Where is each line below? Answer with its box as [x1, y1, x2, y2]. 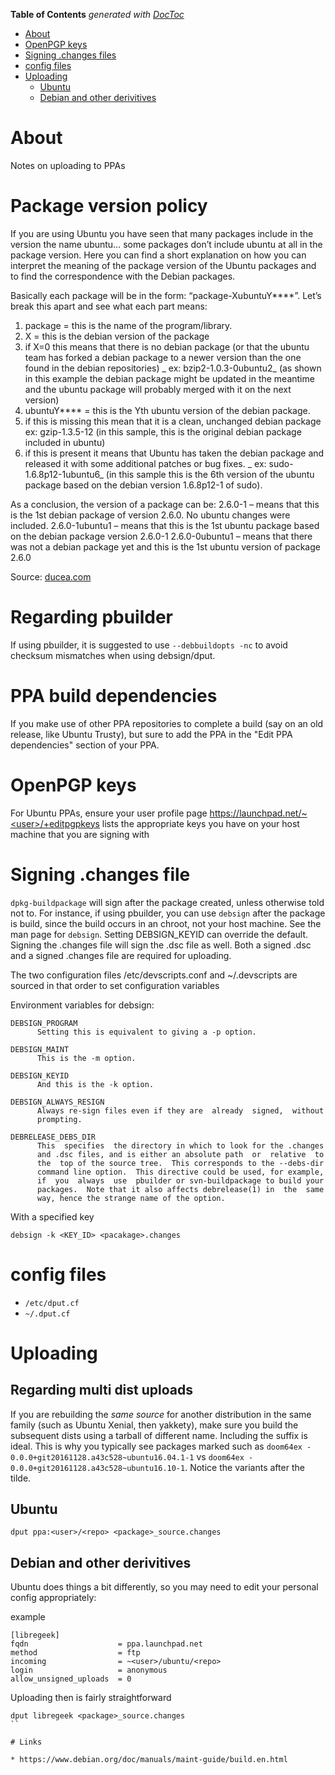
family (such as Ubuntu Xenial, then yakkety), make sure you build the [10, 1419, 299, 1431]
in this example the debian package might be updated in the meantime [24, 372, 315, 384]
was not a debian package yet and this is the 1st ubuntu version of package [10, 540, 321, 553]
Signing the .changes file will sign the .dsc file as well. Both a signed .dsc [10, 939, 312, 951]
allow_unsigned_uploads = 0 [10, 1674, 132, 1684]
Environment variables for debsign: [10, 999, 155, 1011]
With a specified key [10, 1210, 95, 1223]
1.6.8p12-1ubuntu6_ [24, 468, 104, 480]
